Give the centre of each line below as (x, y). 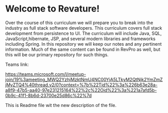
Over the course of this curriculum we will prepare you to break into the (79, 23)
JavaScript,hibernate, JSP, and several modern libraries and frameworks (80, 39)
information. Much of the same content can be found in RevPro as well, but (83, 49)
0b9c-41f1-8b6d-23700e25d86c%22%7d (49, 95)
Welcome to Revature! (52, 9)
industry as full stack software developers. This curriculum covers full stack (84, 28)
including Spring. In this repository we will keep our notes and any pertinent (83, 44)
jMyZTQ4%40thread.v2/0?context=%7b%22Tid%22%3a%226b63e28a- (81, 85)
